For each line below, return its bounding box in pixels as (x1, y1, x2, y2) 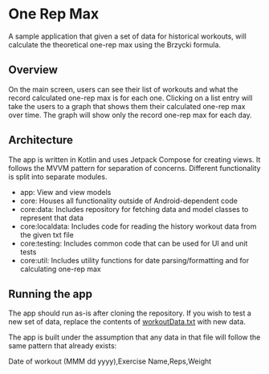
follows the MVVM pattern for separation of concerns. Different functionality (8, 163, 261, 173)
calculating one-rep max (19, 264, 102, 274)
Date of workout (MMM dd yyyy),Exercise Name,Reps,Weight (8, 356, 212, 366)
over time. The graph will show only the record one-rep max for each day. (8, 110, 253, 120)
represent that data (19, 213, 84, 222)
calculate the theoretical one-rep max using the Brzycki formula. (8, 39, 222, 49)
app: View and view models (19, 187, 112, 197)
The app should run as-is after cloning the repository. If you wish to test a (8, 308, 251, 318)
